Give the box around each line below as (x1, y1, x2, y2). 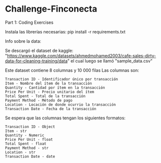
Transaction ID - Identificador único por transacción (5, 77, 118, 81)
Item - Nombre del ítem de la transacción (5, 81, 92, 86)
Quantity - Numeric (5, 132, 45, 138)
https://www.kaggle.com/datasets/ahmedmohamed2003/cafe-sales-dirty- (7, 52, 156, 59)
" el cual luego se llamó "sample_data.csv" (67, 58, 153, 64)
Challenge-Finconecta (5, 3, 97, 15)
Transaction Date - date (5, 154, 55, 159)
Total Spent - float (5, 141, 47, 146)
